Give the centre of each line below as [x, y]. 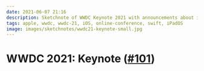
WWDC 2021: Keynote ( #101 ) [81, 59]
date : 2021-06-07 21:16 [36, 12]
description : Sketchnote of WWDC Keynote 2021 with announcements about [100, 18]
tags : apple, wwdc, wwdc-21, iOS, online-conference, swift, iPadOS [95, 23]
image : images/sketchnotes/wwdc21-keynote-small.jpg [74, 29]
